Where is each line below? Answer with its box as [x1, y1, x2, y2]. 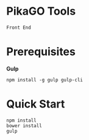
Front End [6, 24, 32, 31]
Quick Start [6, 97, 65, 111]
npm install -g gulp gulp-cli [6, 76, 84, 83]
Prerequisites [6, 45, 76, 59]
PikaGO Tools [6, 4, 76, 18]
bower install [6, 122, 43, 129]
